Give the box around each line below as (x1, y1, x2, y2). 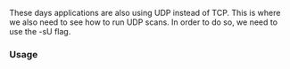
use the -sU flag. (9, 27, 71, 36)
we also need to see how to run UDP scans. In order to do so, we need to (9, 17, 278, 27)
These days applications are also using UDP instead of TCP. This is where (9, 8, 281, 18)
